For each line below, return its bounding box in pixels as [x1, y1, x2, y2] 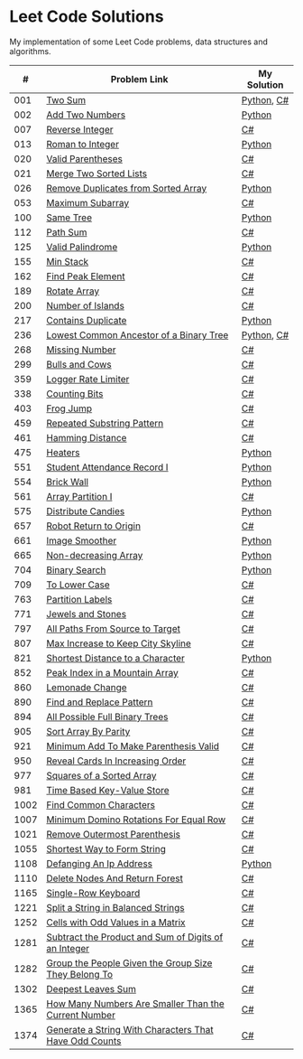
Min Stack [46, 255, 89, 267]
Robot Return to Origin [46, 520, 142, 532]
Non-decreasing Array [46, 548, 143, 561]
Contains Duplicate [46, 314, 127, 326]
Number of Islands [46, 299, 124, 312]
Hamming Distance [46, 431, 127, 444]
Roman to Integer [46, 137, 120, 150]
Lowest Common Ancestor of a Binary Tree [46, 328, 229, 341]
